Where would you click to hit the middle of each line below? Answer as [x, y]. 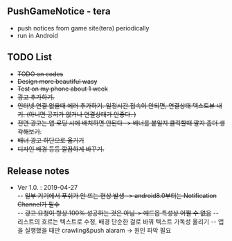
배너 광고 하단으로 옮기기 [51, 140]
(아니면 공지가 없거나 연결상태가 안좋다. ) [81, 114]
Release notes [38, 171]
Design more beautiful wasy [57, 81]
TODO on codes [40, 74]
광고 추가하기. [36, 97]
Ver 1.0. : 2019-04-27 [47, 188]
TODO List [29, 57]
